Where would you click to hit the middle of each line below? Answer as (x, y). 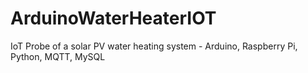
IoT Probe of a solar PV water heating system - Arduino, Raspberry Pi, (154, 46)
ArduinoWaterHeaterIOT (113, 18)
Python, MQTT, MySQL (58, 56)
